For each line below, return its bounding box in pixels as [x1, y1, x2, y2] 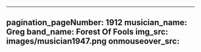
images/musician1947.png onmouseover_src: [6, 36, 180, 47]
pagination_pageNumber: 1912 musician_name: [6, 17, 187, 27]
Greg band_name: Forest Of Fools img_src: [6, 27, 169, 37]
